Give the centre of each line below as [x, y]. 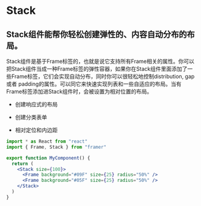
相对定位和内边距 [36, 130]
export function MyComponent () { [48, 158]
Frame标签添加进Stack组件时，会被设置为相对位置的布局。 [79, 92]
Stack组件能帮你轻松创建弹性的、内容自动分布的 [97, 34]
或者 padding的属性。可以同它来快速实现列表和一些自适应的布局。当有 [94, 84]
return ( [23, 164]
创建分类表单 [31, 117]
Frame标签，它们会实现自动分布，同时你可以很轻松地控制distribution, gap [103, 76]
